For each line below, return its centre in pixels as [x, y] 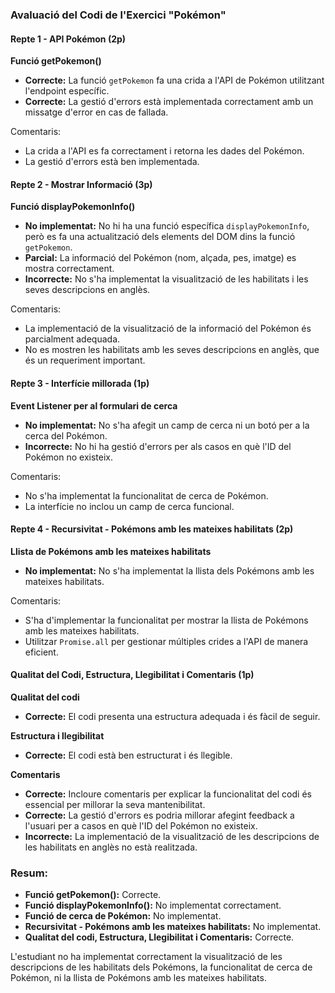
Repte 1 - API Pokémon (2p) [68, 39]
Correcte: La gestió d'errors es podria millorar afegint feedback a [159, 815]
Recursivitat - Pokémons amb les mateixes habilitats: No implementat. [173, 927]
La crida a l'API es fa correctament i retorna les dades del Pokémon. [164, 151]
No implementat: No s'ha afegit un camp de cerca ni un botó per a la [167, 425]
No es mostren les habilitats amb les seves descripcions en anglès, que [172, 350]
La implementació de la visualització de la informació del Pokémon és [168, 329]
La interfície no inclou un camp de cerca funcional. [129, 506]
